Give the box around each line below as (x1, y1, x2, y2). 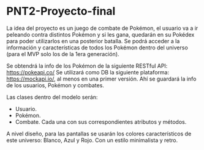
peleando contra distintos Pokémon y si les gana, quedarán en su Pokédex (6, 30, 195, 38)
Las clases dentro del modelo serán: (6, 93, 98, 101)
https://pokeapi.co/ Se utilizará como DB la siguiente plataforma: (6, 68, 170, 76)
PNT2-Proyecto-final (6, 4, 116, 18)
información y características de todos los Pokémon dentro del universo (6, 44, 188, 51)
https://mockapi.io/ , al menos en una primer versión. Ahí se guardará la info (6, 75, 197, 82)
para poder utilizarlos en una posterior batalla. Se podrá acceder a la (6, 37, 180, 45)
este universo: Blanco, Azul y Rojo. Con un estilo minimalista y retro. (6, 136, 178, 144)
